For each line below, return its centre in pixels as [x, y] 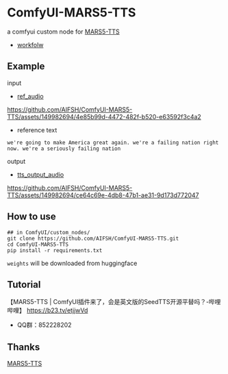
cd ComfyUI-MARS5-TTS [38, 245]
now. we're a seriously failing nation [64, 149]
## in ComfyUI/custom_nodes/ [49, 232]
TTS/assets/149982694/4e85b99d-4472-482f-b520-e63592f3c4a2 [104, 116]
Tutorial [24, 285]
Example [26, 66]
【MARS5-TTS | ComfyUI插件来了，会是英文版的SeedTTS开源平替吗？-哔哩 [114, 302]
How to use [31, 217]
